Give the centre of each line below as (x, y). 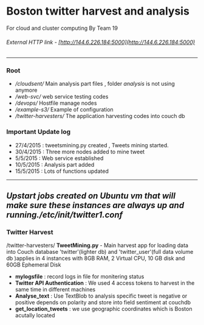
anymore (26, 90)
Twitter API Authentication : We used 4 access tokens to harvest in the (105, 283)
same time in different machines (55, 290)
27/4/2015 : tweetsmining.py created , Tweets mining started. (92, 145)
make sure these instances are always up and (95, 205)
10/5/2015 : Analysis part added (55, 164)
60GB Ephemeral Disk (34, 265)
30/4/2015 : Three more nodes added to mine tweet (80, 152)
